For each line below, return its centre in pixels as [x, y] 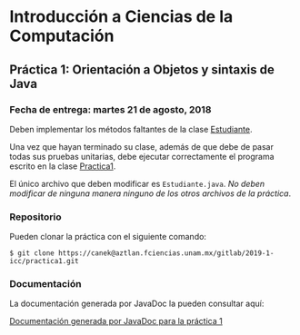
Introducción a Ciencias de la [121, 17]
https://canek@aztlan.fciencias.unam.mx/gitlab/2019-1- [166, 253]
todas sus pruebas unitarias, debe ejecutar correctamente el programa [142, 156]
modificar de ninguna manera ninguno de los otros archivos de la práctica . [150, 193]
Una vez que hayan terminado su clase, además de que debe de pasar [142, 146]
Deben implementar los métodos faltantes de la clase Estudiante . [131, 129]
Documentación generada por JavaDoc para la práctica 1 [116, 321]
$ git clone [32, 253]
